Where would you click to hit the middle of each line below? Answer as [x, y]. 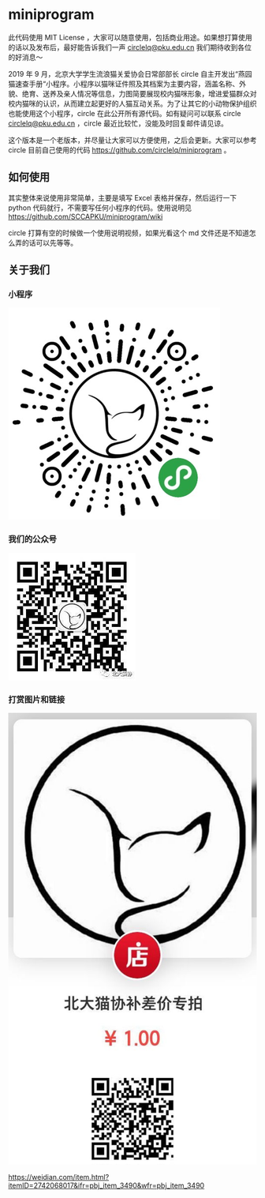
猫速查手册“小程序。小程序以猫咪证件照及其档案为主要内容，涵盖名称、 [124, 84]
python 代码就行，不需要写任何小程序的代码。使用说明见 [100, 208]
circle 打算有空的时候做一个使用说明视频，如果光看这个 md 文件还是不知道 [129, 233]
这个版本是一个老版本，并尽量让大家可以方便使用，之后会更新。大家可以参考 [132, 140]
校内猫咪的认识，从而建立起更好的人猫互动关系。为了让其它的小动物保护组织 [132, 103]
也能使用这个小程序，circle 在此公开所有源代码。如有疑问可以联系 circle [125, 113]
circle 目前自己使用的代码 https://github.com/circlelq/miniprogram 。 [119, 150]
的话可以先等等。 [49, 242]
